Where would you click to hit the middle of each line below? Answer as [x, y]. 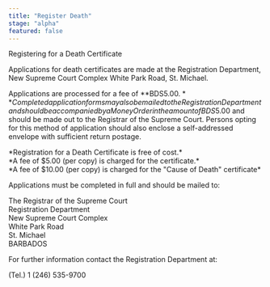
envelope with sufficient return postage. [75, 137]
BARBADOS [28, 244]
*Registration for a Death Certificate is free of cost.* [95, 152]
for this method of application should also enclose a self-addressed [121, 128]
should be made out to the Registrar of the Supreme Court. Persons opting [133, 120]
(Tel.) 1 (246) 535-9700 [47, 275]
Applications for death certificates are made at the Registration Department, [135, 70]
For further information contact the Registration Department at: [113, 260]
